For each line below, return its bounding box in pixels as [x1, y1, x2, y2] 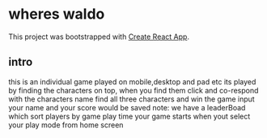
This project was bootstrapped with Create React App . [8, 32, 190, 41]
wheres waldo [8, 5, 105, 24]
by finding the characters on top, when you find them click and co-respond [8, 85, 259, 95]
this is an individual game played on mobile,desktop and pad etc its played [8, 76, 256, 86]
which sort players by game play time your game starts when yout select [8, 111, 251, 121]
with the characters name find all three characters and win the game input [8, 94, 255, 104]
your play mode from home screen [8, 119, 124, 130]
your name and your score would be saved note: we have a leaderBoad [8, 102, 246, 112]
